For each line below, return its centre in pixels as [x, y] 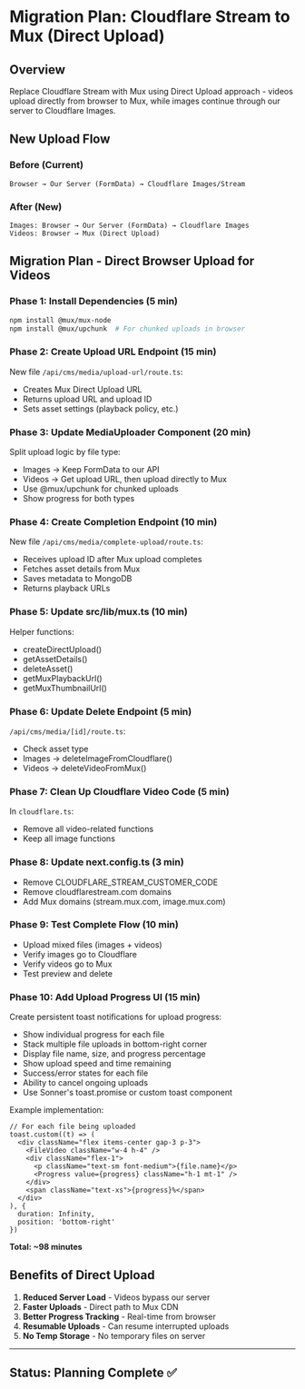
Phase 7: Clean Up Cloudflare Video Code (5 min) [119, 791]
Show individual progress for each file [93, 1035]
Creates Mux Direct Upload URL [82, 389]
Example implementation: [57, 1110]
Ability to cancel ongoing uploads [85, 1083]
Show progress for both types [79, 499]
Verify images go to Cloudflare [80, 954]
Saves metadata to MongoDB [77, 579]
